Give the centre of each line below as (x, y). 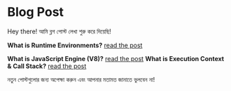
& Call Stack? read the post (47, 66)
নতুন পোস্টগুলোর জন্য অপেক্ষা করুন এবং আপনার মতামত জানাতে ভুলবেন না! (81, 79)
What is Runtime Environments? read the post (75, 45)
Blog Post (36, 12)
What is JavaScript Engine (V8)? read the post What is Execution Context (116, 58)
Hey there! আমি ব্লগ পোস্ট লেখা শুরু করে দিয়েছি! (59, 31)
